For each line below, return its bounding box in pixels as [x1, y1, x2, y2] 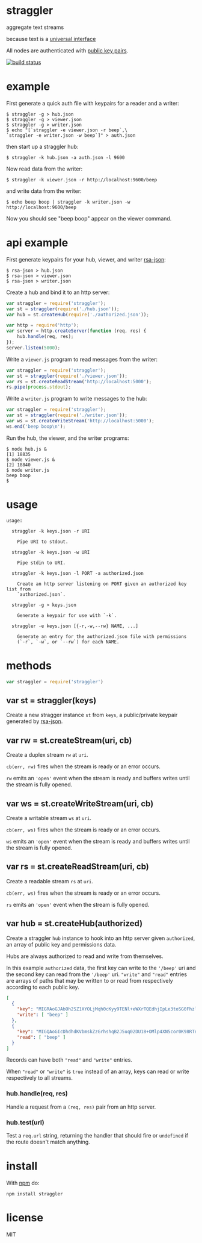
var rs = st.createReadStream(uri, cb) [6, 862, 149, 872]
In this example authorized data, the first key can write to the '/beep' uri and [6, 964, 196, 971]
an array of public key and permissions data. [6, 941, 117, 948]
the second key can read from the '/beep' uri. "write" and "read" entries [6, 971, 188, 978]
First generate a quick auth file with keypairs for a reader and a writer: [6, 99, 179, 107]
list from [6, 586, 31, 592]
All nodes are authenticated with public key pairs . [6, 46, 129, 54]
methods [6, 659, 52, 672]
